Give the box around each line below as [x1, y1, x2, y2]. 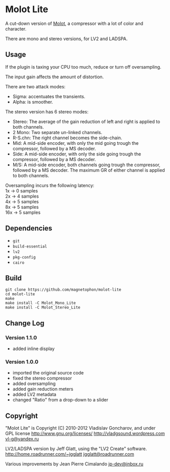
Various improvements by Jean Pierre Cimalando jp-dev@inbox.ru [5, 461, 144, 467]
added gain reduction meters [12, 386, 74, 392]
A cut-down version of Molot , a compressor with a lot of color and [5, 20, 144, 26]
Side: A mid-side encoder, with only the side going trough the [12, 151, 141, 157]
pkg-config [12, 255, 36, 260]
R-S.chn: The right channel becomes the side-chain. [12, 135, 123, 141]
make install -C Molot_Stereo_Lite [5, 305, 81, 310]
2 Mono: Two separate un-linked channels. [12, 129, 103, 135]
